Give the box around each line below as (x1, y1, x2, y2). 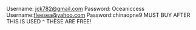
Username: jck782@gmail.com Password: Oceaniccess (6, 5, 144, 12)
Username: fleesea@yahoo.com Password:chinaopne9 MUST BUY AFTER (6, 11, 191, 19)
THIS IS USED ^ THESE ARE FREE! (6, 18, 92, 25)
